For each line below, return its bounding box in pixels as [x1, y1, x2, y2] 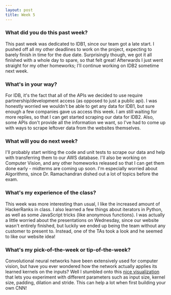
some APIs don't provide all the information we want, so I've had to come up [5, 120, 166, 126]
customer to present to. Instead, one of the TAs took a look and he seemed [5, 228, 163, 234]
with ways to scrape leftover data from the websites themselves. [5, 125, 141, 131]
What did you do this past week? [5, 29, 88, 36]
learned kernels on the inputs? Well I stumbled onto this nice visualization [5, 268, 160, 275]
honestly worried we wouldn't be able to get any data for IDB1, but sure [5, 103, 155, 109]
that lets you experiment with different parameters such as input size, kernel [5, 274, 165, 280]
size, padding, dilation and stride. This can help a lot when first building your [5, 279, 166, 285]
